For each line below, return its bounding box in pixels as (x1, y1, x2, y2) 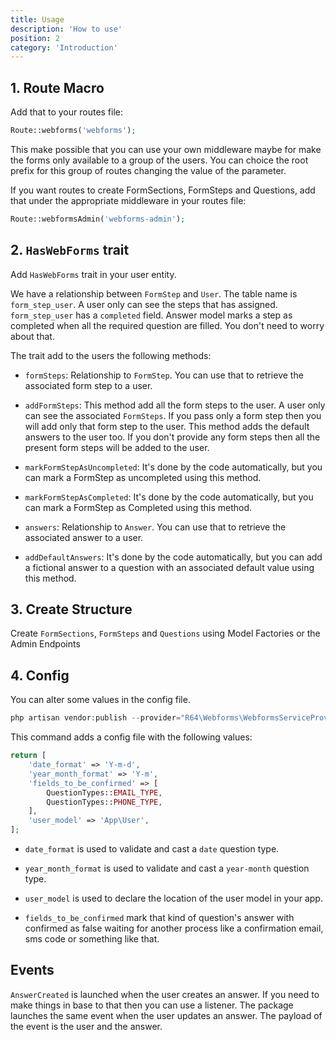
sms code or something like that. (24, 933, 160, 945)
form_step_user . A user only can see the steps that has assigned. (10, 298, 278, 310)
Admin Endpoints (10, 638, 81, 650)
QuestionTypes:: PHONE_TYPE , (46, 797, 163, 807)
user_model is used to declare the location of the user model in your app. (24, 892, 323, 904)
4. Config (10, 667, 70, 684)
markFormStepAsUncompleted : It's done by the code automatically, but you (24, 461, 323, 473)
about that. (10, 330, 55, 342)
